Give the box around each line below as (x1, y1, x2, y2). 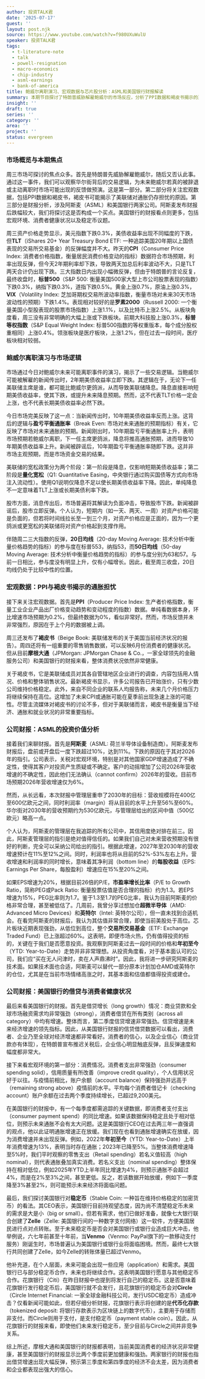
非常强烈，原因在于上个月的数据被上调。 (6, 621, 108, 628)
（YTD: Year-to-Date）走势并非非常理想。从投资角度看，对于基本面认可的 (6, 947, 192, 955)
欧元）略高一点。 (6, 814, 49, 822)
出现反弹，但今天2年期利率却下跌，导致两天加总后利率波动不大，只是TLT (11, 260, 196, 268)
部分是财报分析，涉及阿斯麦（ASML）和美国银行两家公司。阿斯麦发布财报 (11, 201, 198, 209)
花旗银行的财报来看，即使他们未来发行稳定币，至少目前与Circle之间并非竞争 (6, 1322, 198, 1329)
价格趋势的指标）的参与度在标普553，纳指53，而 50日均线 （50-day (11, 543, 182, 550)
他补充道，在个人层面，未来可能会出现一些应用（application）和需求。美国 (6, 1261, 195, 1268)
